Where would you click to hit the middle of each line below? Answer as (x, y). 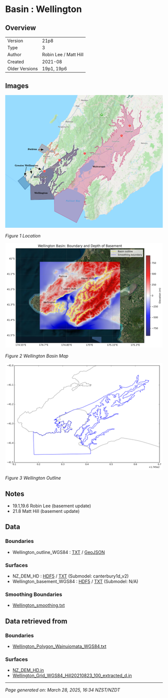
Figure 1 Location (23, 236)
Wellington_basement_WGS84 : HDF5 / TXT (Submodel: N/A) (75, 581)
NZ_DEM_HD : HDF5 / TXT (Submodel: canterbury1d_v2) (70, 576)
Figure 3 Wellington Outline (33, 478)
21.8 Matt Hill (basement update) (46, 511)
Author (14, 55)
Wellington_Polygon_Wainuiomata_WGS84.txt (59, 646)
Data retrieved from (36, 621)
